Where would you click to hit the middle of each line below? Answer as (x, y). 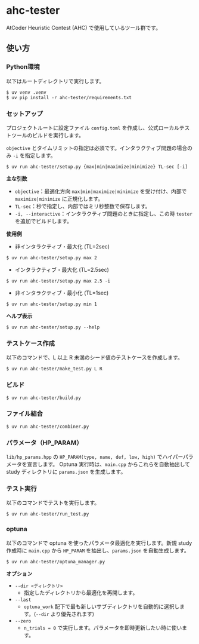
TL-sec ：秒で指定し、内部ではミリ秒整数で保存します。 (83, 206)
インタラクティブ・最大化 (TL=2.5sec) (62, 269)
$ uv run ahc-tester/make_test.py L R (54, 369)
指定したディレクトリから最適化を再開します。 (81, 593)
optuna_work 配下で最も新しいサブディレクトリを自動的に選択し (102, 606)
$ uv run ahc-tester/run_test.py (48, 514)
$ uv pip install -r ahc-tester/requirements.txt (69, 97)
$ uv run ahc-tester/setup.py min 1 (52, 304)
